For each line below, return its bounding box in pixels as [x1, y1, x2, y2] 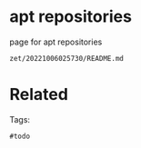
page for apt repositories [9, 36, 103, 47]
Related [9, 84, 68, 105]
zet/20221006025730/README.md [9, 54, 125, 63]
